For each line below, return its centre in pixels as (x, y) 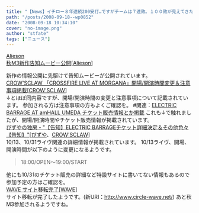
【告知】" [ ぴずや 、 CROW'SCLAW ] (48, 135)
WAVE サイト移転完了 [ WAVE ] (42, 189)
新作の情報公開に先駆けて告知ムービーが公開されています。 (78, 75)
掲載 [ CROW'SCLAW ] (41, 90)
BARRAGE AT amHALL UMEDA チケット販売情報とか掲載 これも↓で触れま (96, 112)
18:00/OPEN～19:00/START (54, 162)
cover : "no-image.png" (34, 28)
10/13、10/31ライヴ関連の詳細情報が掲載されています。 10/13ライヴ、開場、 (98, 142)
